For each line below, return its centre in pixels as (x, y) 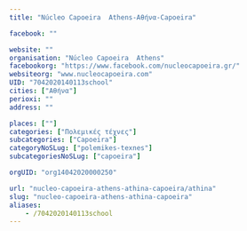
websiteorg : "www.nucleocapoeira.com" (81, 75)
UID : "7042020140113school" (61, 83)
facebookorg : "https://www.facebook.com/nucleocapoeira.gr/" (125, 66)
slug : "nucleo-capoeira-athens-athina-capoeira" (101, 196)
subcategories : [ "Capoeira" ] (63, 140)
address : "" (31, 108)
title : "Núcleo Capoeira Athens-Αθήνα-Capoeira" (103, 17)
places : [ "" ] (33, 123)
